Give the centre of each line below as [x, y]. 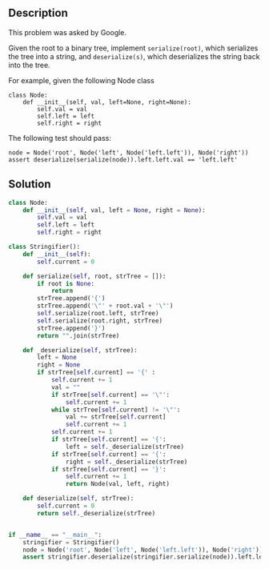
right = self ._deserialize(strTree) [126, 462]
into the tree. [29, 65]
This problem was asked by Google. [67, 32]
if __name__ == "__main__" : [55, 535]
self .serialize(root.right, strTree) [100, 321]
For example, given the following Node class [81, 80]
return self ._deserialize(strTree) [96, 513]
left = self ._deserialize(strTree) [124, 447]
